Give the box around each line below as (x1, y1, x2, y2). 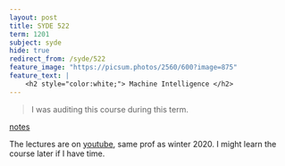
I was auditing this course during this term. (30, 104, 189, 114)
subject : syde (9, 37, 63, 47)
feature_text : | (9, 71, 70, 80)
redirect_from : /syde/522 (9, 54, 105, 63)
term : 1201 (9, 29, 50, 38)
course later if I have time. (9, 148, 105, 159)
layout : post (9, 12, 58, 22)
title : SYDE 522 (9, 21, 70, 30)
